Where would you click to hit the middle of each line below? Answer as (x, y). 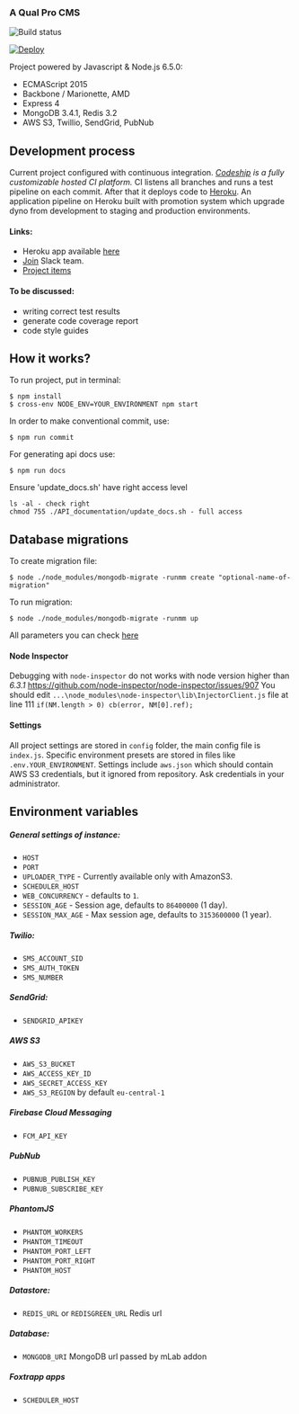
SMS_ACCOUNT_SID (53, 958)
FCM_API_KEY (44, 1136)
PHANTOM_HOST (47, 1270)
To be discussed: (42, 291)
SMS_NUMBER (43, 978)
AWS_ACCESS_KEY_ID (57, 1074)
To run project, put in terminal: (65, 380)
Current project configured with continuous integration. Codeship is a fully (147, 173)
